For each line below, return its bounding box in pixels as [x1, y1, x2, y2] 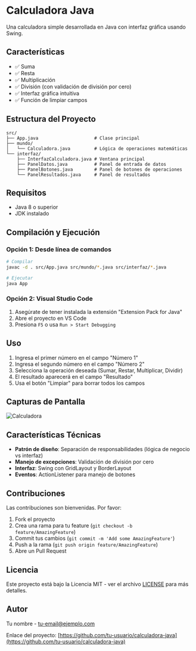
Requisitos [6, 187, 46, 198]
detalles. [6, 587, 27, 594]
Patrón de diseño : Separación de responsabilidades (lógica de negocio [14, 446, 190, 453]
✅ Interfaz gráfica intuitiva [14, 90, 79, 97]
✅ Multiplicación [14, 76, 55, 84]
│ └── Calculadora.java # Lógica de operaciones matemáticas [6, 146, 188, 152]
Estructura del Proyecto [6, 114, 97, 124]
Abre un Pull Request [14, 547, 67, 555]
